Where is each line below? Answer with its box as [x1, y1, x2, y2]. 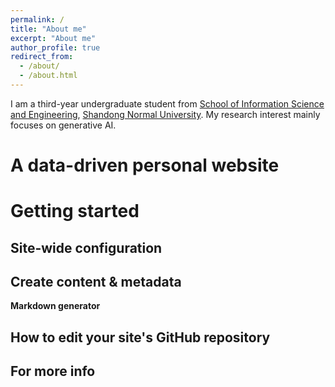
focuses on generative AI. [10, 119, 117, 131]
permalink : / [10, 14, 65, 25]
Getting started [10, 200, 140, 223]
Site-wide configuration [10, 239, 163, 256]
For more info [10, 363, 96, 380]
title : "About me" [10, 24, 87, 34]
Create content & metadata [10, 274, 182, 291]
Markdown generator [10, 300, 101, 312]
